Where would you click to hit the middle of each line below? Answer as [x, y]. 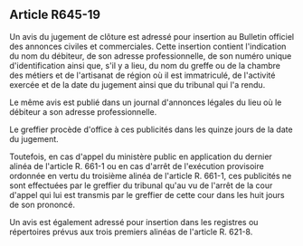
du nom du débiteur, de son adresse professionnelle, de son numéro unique [151, 56]
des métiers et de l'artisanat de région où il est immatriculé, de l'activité [142, 75]
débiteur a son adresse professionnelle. [83, 111]
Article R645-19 [55, 15]
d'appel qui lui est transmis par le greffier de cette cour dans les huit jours [147, 194]
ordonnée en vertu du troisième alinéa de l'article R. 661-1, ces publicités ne [151, 175]
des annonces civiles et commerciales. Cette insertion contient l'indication [148, 46]
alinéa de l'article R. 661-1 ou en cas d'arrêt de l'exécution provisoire [137, 166]
